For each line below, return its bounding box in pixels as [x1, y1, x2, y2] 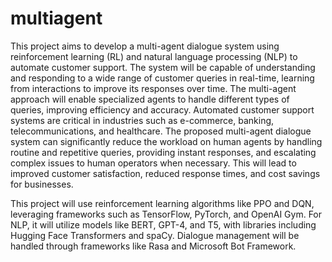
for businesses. [10, 178, 74, 190]
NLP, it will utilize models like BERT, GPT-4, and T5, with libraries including [10, 218, 317, 231]
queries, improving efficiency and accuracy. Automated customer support [10, 103, 315, 116]
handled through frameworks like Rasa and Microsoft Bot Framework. [10, 240, 297, 252]
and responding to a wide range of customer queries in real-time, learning [10, 72, 315, 84]
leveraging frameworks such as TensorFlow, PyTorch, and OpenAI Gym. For [10, 208, 323, 220]
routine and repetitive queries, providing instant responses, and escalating [10, 146, 317, 158]
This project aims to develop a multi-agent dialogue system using [10, 40, 280, 52]
